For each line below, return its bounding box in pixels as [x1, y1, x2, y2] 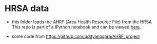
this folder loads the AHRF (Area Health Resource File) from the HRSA [11, 19, 152, 25]
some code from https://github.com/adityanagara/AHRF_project [11, 33, 140, 39]
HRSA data [4, 3, 49, 14]
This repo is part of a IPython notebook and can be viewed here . [11, 24, 141, 29]
